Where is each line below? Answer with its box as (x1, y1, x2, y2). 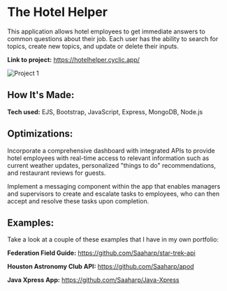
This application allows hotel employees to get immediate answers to (7, 27, 206, 36)
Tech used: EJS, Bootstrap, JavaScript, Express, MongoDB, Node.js (7, 107, 203, 116)
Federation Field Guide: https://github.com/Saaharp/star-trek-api (7, 249, 196, 258)
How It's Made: (7, 89, 75, 101)
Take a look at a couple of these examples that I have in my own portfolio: (7, 235, 219, 244)
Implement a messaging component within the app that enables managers (7, 182, 221, 190)
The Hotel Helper (7, 4, 108, 20)
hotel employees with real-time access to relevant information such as (7, 154, 210, 162)
